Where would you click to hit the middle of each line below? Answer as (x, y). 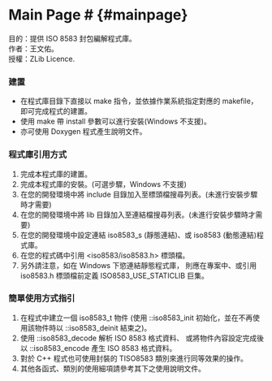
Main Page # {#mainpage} (98, 15)
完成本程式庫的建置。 (56, 174)
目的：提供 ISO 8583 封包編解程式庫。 (72, 38)
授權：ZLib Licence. (42, 58)
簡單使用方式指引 (42, 298)
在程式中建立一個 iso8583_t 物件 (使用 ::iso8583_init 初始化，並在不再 (136, 318)
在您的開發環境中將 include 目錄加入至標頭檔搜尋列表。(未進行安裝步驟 (139, 194)
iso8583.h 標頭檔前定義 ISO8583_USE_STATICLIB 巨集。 (114, 275)
